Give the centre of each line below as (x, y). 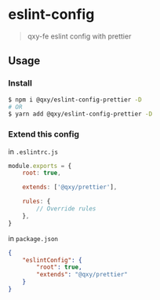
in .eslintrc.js (33, 152)
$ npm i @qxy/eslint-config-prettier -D (75, 100)
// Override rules (66, 209)
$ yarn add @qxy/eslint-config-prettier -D (80, 114)
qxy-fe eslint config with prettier (79, 36)
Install (20, 83)
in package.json (33, 238)
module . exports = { (40, 166)
